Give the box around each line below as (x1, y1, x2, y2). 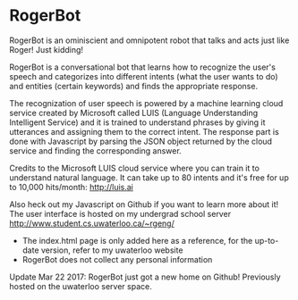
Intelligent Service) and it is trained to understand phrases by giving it (9, 117, 266, 128)
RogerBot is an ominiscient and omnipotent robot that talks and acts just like (9, 35, 290, 46)
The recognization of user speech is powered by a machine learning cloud (9, 97, 284, 108)
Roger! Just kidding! (9, 44, 83, 54)
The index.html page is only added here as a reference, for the (21, 235, 253, 246)
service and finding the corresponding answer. (9, 145, 182, 156)
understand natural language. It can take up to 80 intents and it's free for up (9, 171, 289, 183)
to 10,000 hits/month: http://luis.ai (9, 181, 134, 192)
